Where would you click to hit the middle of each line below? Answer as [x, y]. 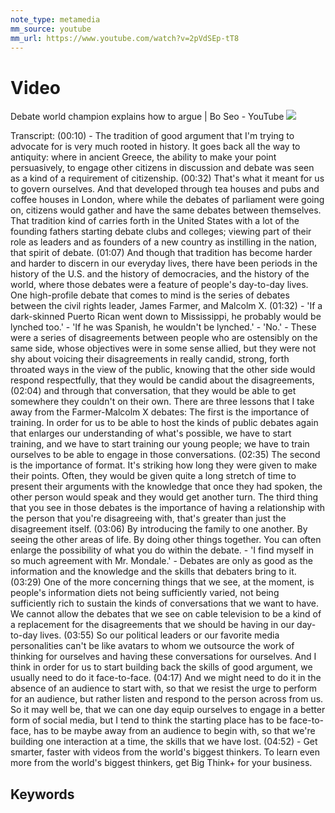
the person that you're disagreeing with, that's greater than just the [148, 518]
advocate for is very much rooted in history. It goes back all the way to [155, 147]
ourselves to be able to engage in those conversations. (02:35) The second [165, 455]
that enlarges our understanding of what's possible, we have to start [151, 433]
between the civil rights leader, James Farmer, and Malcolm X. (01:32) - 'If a [166, 306]
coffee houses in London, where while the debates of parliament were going [167, 200]
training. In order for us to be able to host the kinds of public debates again [164, 423]
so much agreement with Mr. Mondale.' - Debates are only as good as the [161, 561]
